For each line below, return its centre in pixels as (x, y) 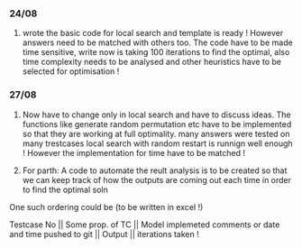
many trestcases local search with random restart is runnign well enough (157, 143)
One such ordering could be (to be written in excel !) (106, 207)
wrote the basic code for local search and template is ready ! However (153, 33)
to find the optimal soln (65, 189)
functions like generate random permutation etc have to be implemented (157, 124)
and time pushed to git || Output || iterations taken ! (105, 234)
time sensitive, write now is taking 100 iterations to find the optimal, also (156, 52)
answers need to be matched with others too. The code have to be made (157, 42)
